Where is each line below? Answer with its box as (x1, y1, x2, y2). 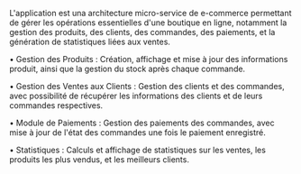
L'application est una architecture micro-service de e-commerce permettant (9, 8, 292, 18)
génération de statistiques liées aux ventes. (9, 36, 171, 47)
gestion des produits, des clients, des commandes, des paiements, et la (9, 27, 276, 37)
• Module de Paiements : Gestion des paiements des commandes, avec (9, 117, 275, 128)
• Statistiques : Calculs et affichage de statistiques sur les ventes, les (9, 144, 266, 155)
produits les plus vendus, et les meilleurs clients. (9, 154, 189, 165)
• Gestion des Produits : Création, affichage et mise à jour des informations (9, 54, 288, 64)
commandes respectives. (9, 100, 104, 111)
